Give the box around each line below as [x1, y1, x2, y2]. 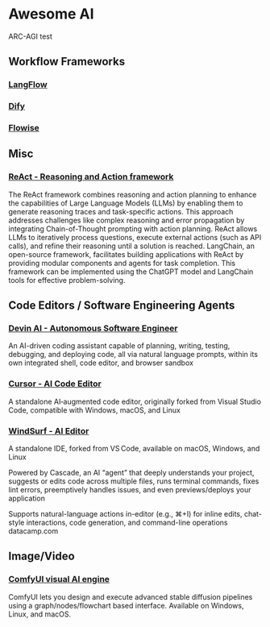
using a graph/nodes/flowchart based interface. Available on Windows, [8, 600, 244, 610]
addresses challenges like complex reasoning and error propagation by [8, 215, 245, 225]
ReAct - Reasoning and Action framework [8, 171, 174, 182]
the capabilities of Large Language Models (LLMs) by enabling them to [8, 198, 243, 208]
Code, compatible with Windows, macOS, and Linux [8, 405, 181, 415]
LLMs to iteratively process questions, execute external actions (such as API [8, 232, 262, 242]
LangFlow [8, 79, 48, 90]
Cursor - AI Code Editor [8, 378, 102, 389]
